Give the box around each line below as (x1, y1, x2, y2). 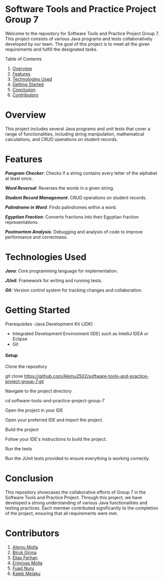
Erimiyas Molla (12, 560, 43, 566)
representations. (5, 219, 39, 225)
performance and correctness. (5, 234, 68, 240)
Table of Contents (5, 56, 42, 62)
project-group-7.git (5, 378, 44, 384)
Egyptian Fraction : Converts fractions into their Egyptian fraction (5, 214, 139, 219)
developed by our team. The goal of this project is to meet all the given (5, 41, 150, 47)
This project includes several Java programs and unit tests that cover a (5, 126, 151, 132)
